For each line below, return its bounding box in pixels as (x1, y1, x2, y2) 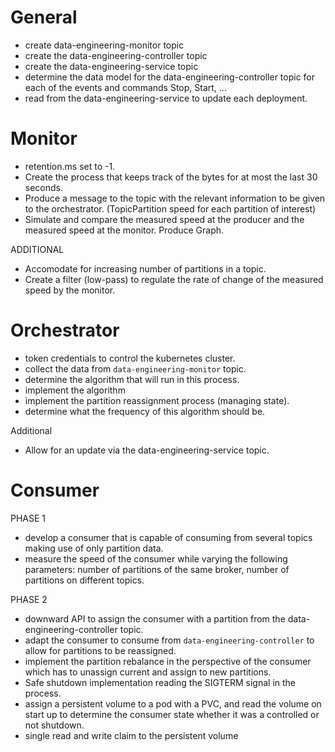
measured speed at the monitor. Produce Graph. (24, 224, 225, 236)
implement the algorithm (24, 384, 126, 396)
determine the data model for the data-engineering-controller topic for (24, 71, 316, 83)
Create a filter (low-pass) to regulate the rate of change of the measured (24, 273, 324, 285)
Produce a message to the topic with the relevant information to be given (24, 192, 326, 204)
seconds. (24, 181, 64, 193)
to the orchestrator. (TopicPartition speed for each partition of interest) (24, 202, 317, 215)
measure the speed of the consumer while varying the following (24, 552, 288, 565)
